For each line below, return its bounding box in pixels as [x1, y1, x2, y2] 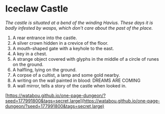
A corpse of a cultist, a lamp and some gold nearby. [12, 72, 120, 78]
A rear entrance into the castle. [12, 35, 77, 41]
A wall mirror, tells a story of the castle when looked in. [12, 82, 127, 88]
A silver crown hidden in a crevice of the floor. [12, 40, 108, 46]
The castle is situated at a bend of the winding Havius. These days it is [5, 20, 153, 26]
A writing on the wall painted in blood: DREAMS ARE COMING [12, 77, 141, 83]
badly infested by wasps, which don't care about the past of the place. [5, 25, 153, 31]
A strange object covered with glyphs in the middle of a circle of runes [12, 56, 159, 62]
